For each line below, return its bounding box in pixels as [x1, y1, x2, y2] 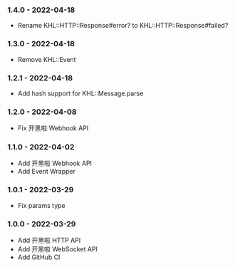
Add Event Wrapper [17, 167, 76, 176]
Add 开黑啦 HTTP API [17, 236, 81, 245]
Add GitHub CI [17, 253, 61, 261]
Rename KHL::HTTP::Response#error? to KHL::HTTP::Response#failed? [17, 21, 229, 30]
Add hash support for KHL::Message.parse [17, 89, 144, 98]
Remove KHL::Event [17, 55, 76, 63]
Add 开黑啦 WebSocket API [17, 245, 98, 253]
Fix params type [17, 201, 66, 209]
